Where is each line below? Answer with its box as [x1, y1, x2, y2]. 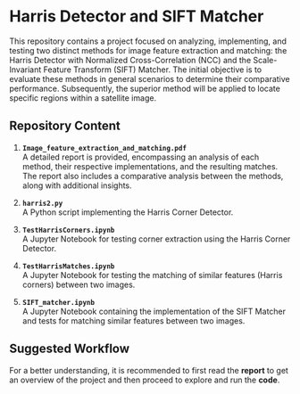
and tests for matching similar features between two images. [21, 315, 246, 326]
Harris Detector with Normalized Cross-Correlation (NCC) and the [9, 54, 252, 65]
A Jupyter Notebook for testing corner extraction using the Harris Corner [21, 234, 291, 244]
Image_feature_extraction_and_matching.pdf [21, 144, 187, 152]
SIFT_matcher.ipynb [21, 298, 96, 307]
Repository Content [9, 119, 121, 134]
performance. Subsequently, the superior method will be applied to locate [9, 83, 281, 94]
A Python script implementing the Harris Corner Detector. [21, 207, 234, 218]
